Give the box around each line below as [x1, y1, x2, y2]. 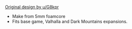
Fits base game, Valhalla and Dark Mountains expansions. [12, 19, 128, 24]
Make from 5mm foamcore [12, 14, 66, 19]
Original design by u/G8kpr [5, 4, 59, 10]
